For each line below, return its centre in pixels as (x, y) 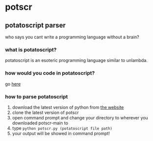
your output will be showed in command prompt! (61, 133)
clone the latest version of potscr (45, 113)
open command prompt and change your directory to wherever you (80, 117)
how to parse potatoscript (36, 96)
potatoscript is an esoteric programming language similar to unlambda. (76, 60)
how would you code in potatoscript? (50, 73)
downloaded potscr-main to (40, 123)
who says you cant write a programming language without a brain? (72, 37)
